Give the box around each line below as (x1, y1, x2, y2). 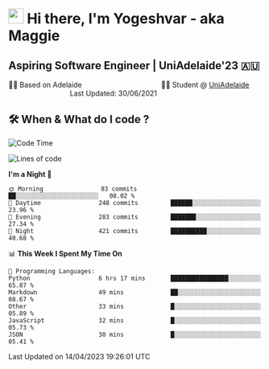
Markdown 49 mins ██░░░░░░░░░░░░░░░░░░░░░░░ (8, 288, 262, 297)
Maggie (8, 27, 60, 45)
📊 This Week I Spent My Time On (8, 248, 122, 258)
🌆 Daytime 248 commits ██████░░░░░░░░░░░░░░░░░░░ (8, 199, 262, 207)
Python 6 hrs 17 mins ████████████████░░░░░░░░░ (8, 274, 262, 282)
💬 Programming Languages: (8, 267, 95, 275)
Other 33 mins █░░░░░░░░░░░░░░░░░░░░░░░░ (8, 302, 262, 310)
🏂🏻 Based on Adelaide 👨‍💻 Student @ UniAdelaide (8, 80, 250, 89)
